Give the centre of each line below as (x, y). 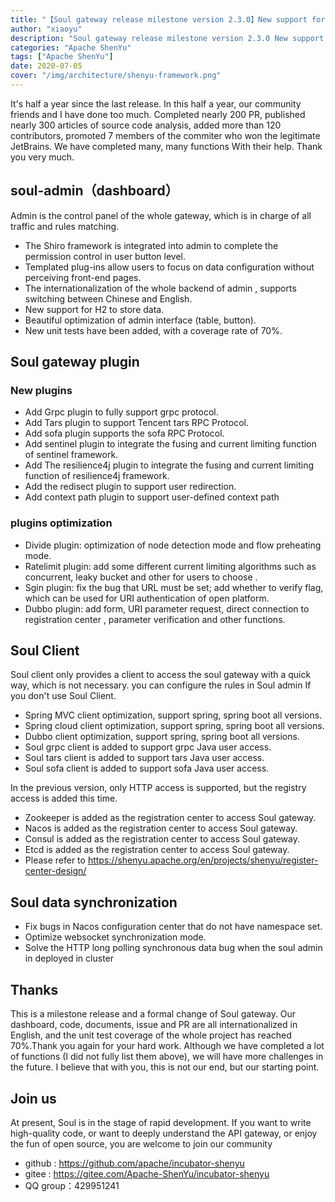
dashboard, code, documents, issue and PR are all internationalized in (154, 1025)
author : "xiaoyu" (46, 29)
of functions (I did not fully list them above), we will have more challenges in (167, 1057)
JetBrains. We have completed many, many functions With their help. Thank (166, 146)
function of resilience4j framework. (97, 476)
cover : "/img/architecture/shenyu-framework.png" (116, 76)
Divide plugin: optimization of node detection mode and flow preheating (173, 545)
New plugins (41, 390)
